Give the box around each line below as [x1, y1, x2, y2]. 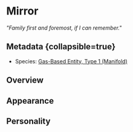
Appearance [6, 95, 54, 106]
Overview [6, 75, 44, 86]
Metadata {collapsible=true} [6, 42, 116, 52]
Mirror [6, 4, 39, 18]
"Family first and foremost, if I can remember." [6, 24, 122, 31]
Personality [6, 116, 51, 126]
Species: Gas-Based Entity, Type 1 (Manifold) [15, 57, 128, 64]
